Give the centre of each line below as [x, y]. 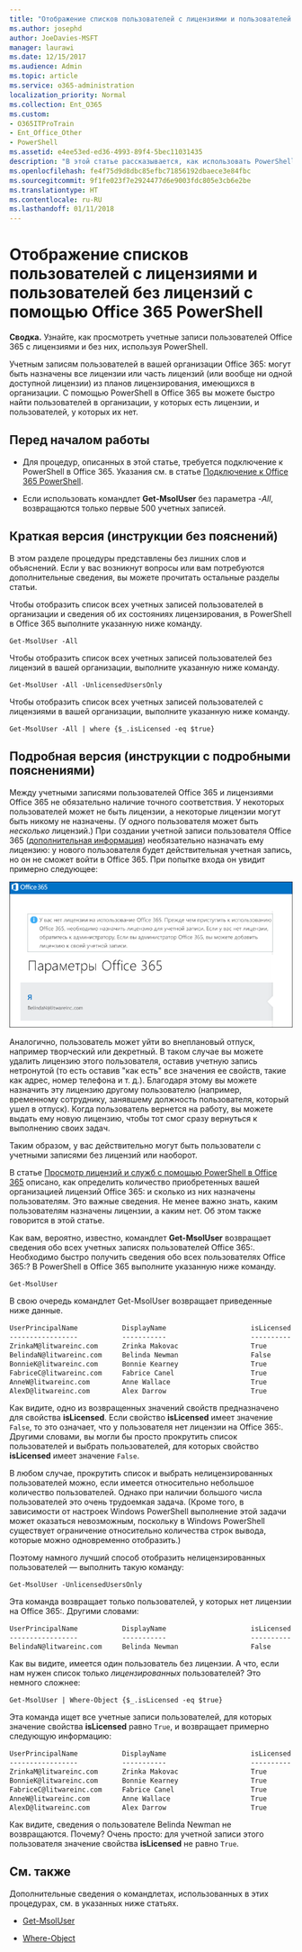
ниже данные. [36, 1310]
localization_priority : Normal [68, 95]
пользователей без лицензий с [131, 293]
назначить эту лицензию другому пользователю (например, [126, 1089]
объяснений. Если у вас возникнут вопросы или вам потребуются [137, 567]
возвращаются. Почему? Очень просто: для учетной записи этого [137, 1834]
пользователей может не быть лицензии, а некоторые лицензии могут [145, 812]
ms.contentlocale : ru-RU [56, 200]
